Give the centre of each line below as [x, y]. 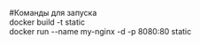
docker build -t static [47, 22]
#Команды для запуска [53, 13]
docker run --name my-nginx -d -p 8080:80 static [100, 31]
